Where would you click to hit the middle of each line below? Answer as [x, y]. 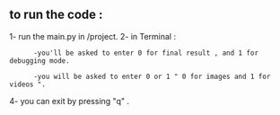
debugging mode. [39, 61]
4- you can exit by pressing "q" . [70, 101]
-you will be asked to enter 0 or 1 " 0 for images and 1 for [152, 76]
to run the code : [56, 15]
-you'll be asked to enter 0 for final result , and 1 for [145, 53]
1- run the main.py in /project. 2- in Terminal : [93, 36]
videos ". [28, 84]
